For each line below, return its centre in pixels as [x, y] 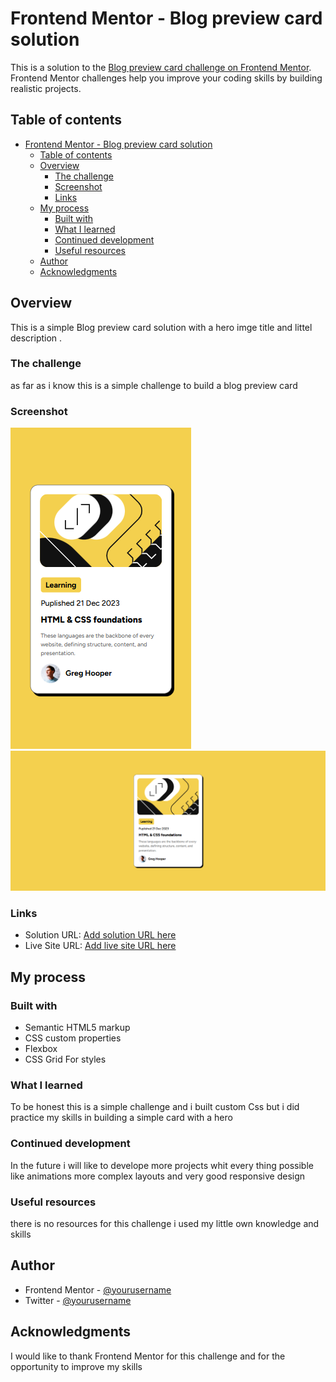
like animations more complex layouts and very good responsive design [158, 1176]
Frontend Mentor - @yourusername [98, 1289]
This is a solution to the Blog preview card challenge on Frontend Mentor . [161, 67]
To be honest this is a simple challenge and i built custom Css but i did [155, 1107]
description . [36, 338]
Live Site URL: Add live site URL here [100, 946]
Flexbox [41, 1049]
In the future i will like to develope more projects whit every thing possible [162, 1165]
